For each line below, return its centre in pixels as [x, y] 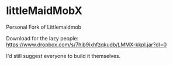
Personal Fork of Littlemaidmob [44, 27]
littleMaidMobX [44, 11]
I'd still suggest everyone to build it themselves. [63, 56]
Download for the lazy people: [42, 38]
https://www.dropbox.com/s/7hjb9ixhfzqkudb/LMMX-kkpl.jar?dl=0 [86, 45]
